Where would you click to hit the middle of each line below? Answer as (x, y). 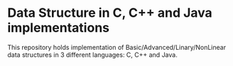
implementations (59, 28)
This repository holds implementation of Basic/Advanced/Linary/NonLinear (116, 47)
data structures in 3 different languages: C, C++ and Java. (92, 55)
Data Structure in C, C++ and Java (110, 13)
